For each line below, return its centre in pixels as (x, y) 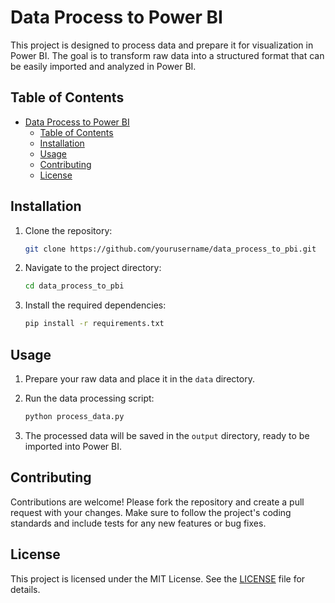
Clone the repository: (68, 230)
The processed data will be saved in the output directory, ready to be (167, 435)
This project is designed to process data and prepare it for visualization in (162, 45)
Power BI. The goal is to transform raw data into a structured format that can (167, 55)
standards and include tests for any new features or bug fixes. (138, 523)
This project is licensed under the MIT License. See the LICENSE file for (158, 578)
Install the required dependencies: (95, 305)
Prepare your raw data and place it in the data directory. (139, 379)
